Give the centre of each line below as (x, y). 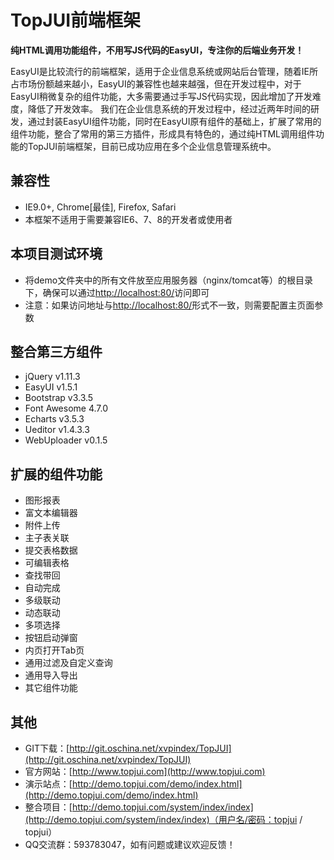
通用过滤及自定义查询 (68, 663)
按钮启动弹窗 (51, 638)
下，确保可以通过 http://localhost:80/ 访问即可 (117, 292)
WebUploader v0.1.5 (66, 440)
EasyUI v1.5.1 (51, 387)
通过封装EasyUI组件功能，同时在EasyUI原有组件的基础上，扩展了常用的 (174, 121)
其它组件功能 (51, 688)
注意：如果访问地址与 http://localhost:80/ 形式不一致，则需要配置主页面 (169, 305)
